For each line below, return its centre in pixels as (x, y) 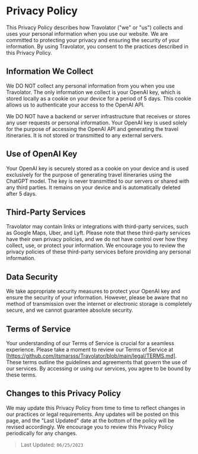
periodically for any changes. (42, 433)
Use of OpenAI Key (42, 154)
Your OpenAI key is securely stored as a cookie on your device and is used (97, 168)
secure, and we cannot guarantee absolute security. (70, 310)
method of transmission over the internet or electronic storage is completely (99, 304)
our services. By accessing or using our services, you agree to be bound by (99, 368)
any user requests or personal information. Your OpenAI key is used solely (97, 123)
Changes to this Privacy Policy (64, 394)
